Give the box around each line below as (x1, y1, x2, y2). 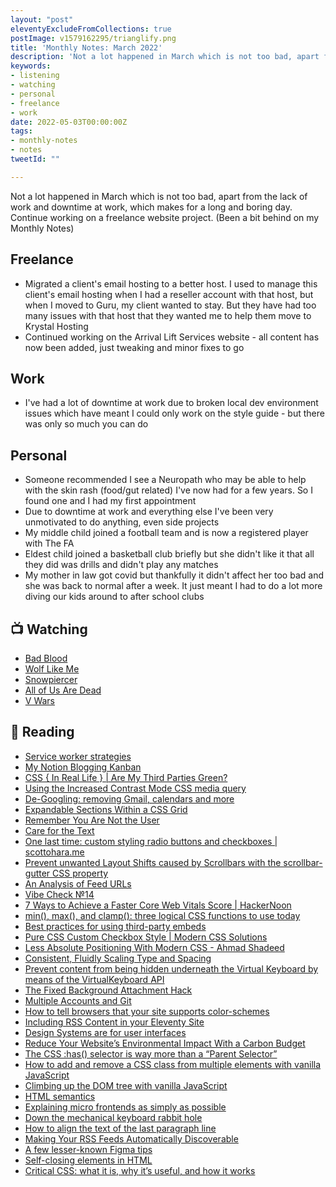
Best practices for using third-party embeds (24, 920, 207, 932)
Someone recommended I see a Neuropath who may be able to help (24, 474, 307, 486)
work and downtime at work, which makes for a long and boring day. (10, 201, 293, 213)
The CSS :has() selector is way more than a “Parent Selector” (24, 1047, 278, 1060)
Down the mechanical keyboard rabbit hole (24, 1111, 203, 1123)
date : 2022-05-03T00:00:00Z (10, 117, 128, 127)
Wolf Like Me (24, 663, 80, 675)
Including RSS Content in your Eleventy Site (24, 1016, 205, 1028)
